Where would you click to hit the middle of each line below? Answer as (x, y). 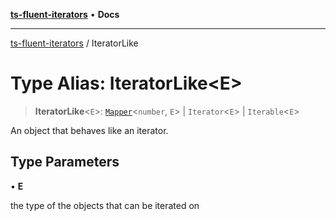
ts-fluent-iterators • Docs (65, 14)
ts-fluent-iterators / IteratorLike (74, 43)
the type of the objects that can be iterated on (105, 205)
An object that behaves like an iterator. (89, 130)
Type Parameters (65, 162)
